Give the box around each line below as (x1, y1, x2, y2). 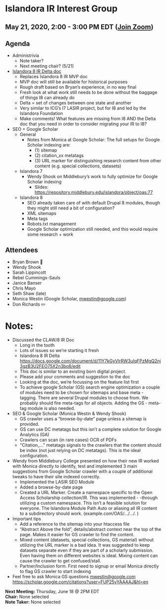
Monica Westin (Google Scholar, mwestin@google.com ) (12, 296, 127, 302)
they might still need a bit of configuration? (27, 205, 115, 211)
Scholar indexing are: (27, 142, 71, 148)
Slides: (34, 184, 49, 190)
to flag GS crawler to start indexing (19, 568, 91, 574)
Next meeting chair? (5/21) (19, 63, 74, 69)
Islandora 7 (19, 168, 43, 174)
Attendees (5, 246, 38, 254)
